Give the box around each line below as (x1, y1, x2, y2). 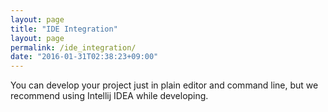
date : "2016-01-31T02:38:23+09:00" (10, 52, 159, 62)
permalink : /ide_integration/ (10, 42, 137, 53)
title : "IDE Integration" (10, 24, 118, 34)
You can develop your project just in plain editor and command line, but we (10, 79, 319, 91)
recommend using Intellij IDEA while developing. (10, 90, 209, 102)
